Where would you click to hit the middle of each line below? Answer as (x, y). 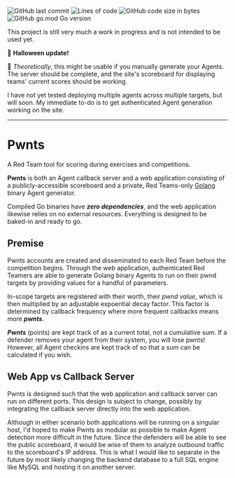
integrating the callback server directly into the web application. (99, 409)
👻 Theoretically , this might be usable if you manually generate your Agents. (115, 66)
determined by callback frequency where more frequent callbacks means (113, 311)
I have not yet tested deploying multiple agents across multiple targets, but (115, 95)
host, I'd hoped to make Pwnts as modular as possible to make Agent (107, 430)
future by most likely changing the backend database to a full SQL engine (113, 459)
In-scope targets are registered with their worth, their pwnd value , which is (115, 296)
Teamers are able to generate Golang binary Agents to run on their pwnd (112, 275)
